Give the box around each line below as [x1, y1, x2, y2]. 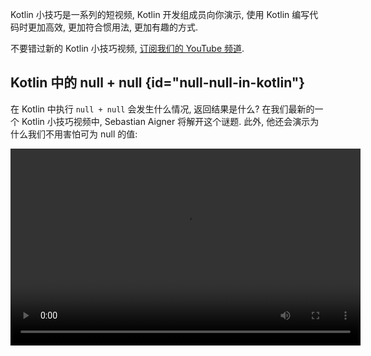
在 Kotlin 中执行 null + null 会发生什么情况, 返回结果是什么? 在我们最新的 [10, 103, 315, 115]
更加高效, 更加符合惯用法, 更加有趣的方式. [27, 21, 198, 33]
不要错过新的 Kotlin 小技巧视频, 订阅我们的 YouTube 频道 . [10, 43, 245, 54]
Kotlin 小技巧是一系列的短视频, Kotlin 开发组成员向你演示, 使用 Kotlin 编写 [10, 9, 310, 20]
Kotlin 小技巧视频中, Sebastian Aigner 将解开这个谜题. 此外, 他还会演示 [21, 115, 311, 127]
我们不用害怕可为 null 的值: [27, 128, 138, 140]
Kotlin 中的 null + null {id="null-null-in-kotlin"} [10, 74, 306, 92]
